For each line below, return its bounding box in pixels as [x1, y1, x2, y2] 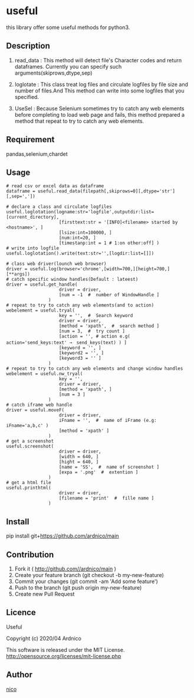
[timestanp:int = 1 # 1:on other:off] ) [58, 240, 160, 246]
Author [6, 670, 32, 680]
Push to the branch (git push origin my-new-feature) [14, 584, 142, 591]
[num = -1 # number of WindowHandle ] [58, 292, 160, 298]
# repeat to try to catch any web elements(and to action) [6, 302, 154, 309]
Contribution [6, 549, 54, 559]
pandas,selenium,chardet [6, 150, 68, 158]
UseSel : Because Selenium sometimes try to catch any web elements [14, 105, 185, 112]
